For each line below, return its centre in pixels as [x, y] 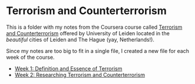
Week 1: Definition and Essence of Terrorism [68, 68]
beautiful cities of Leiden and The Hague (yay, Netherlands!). [80, 39]
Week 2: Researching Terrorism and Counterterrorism [80, 75]
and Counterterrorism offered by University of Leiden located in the [88, 33]
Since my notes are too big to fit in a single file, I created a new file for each [98, 51]
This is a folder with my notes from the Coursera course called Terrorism [94, 27]
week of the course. [30, 57]
